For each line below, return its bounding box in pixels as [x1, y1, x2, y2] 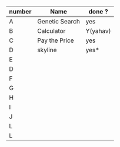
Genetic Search [37, 18, 81, 25]
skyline [37, 46, 57, 54]
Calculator [37, 27, 66, 35]
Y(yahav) [85, 27, 111, 35]
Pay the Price [37, 36, 74, 45]
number [9, 8, 32, 15]
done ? [88, 8, 108, 15]
